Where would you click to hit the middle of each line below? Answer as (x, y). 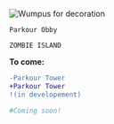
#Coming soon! (36, 111)
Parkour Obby (33, 30)
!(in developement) (45, 94)
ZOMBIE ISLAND (36, 45)
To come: (27, 62)
